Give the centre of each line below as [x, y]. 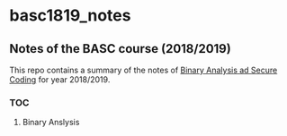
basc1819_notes [70, 16]
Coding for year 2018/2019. [60, 80]
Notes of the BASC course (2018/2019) [120, 49]
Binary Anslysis [51, 123]
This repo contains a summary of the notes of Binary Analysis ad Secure [143, 70]
